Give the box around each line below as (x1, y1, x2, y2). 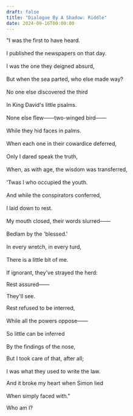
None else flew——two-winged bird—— (6, 114, 107, 121)
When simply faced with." (6, 392, 70, 400)
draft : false (6, 9, 39, 15)
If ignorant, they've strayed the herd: (6, 269, 98, 276)
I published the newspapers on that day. (6, 50, 107, 57)
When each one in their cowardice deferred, (6, 140, 117, 148)
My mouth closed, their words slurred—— (6, 217, 111, 225)
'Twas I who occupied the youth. (6, 179, 88, 186)
